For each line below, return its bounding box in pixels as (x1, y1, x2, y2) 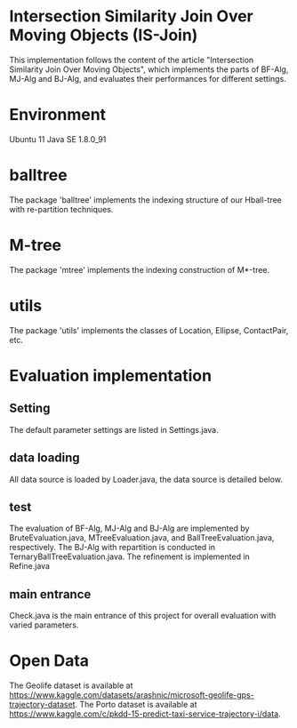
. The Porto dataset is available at (75, 700, 197, 710)
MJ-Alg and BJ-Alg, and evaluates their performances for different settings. (9, 73, 286, 84)
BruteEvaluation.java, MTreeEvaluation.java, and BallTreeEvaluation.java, (9, 532, 275, 543)
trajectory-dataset (9, 700, 76, 710)
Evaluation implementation (9, 365, 212, 386)
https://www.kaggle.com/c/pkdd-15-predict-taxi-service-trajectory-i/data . (9, 708, 282, 719)
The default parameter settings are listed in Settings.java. (9, 424, 220, 435)
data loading (9, 451, 80, 466)
